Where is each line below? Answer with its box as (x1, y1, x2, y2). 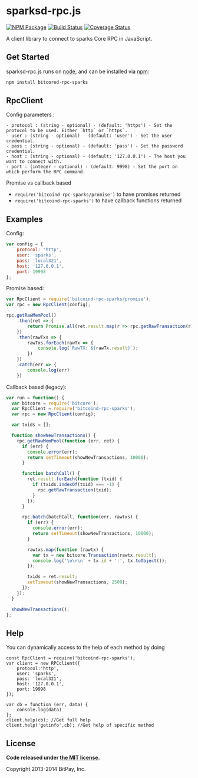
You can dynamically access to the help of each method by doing (6, 644, 165, 651)
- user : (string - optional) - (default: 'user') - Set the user (6, 133, 173, 139)
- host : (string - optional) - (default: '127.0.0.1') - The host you (6, 153, 186, 160)
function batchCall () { (21, 471, 81, 477)
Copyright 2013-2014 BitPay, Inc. (6, 766, 86, 772)
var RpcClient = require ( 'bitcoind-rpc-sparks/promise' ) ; (6, 296, 151, 302)
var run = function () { (6, 395, 65, 401)
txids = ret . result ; (27, 574, 78, 580)
